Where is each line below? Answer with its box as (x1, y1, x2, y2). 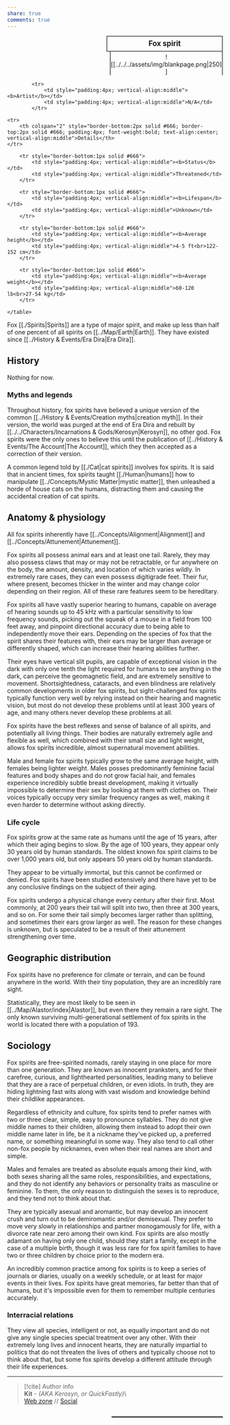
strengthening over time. (7, 932, 77, 940)
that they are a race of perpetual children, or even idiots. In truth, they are (7, 1080, 214, 1088)
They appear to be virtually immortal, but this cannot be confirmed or (7, 868, 203, 876)
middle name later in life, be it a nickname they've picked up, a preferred (7, 1130, 212, 1138)
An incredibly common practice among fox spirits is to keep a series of (7, 1264, 207, 1272)
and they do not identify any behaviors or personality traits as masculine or (7, 1180, 218, 1188)
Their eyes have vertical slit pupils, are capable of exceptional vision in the (7, 657, 217, 666)
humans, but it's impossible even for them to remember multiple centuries (7, 1286, 216, 1294)
